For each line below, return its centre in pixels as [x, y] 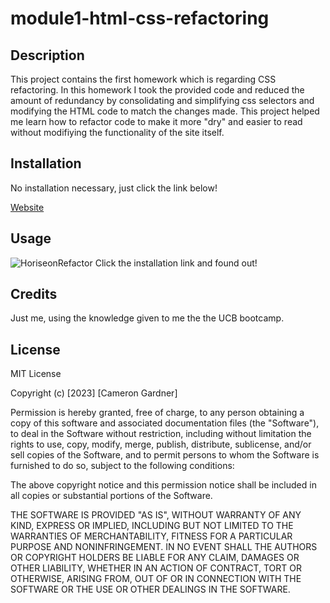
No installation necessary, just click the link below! [114, 188]
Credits [34, 294]
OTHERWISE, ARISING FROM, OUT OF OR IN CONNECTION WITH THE [156, 579]
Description [47, 55]
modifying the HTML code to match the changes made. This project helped [165, 111]
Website [27, 207]
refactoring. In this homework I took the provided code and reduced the [157, 90]
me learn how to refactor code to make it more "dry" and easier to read [156, 121]
